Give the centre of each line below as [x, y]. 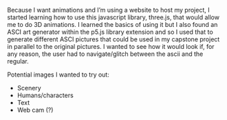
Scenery [29, 88]
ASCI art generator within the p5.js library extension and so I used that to [110, 32]
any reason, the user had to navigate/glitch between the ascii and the [105, 54]
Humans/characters [45, 95]
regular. [18, 61]
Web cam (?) [35, 110]
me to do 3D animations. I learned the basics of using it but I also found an [112, 24]
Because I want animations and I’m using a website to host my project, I [108, 10]
